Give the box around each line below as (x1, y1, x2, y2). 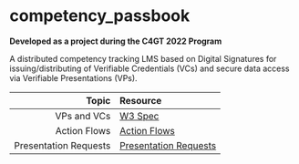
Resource (119, 94, 162, 107)
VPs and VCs (55, 109, 111, 122)
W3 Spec (119, 109, 160, 122)
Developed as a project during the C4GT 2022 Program (9, 36, 222, 46)
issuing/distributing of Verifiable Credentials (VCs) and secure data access (9, 63, 290, 74)
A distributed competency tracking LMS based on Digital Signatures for (9, 53, 277, 64)
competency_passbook (9, 5, 191, 26)
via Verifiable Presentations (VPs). (9, 72, 139, 83)
